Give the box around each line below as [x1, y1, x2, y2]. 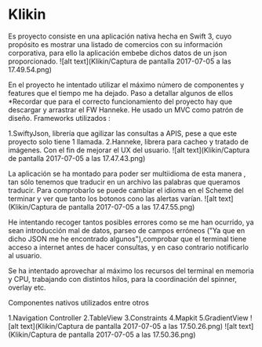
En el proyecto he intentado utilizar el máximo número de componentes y [8, 80, 245, 89]
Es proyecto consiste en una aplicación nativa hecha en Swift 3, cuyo [8, 31, 232, 41]
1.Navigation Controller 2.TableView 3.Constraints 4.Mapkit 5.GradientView [8, 312, 249, 323]
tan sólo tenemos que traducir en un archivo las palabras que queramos [8, 177, 241, 186]
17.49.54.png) [8, 64, 53, 74]
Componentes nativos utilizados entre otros [8, 298, 149, 307]
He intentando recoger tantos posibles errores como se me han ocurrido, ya [8, 217, 254, 227]
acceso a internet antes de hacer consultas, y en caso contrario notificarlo [8, 242, 249, 252]
